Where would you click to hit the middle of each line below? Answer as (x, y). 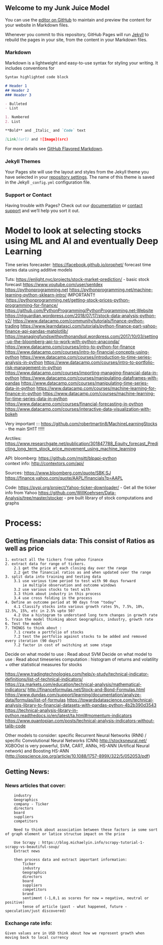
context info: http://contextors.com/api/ (45, 463)
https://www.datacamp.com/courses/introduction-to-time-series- (86, 357)
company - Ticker (31, 804)
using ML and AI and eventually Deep (82, 241)
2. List (13, 122)
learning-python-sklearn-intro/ (36, 295)
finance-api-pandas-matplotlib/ (36, 331)
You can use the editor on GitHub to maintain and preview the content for (78, 20)
